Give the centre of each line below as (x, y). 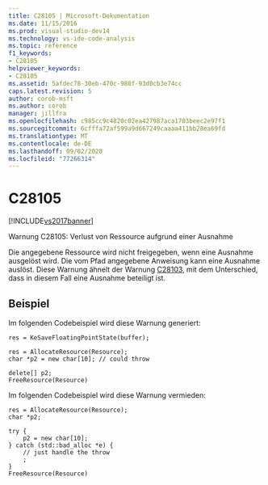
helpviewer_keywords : (45, 69)
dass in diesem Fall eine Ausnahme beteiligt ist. (87, 278)
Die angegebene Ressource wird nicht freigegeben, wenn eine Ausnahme (131, 252)
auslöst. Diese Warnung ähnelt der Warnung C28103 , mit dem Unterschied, (133, 270)
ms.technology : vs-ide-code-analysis (72, 38)
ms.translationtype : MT (48, 136)
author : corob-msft (41, 99)
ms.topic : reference (43, 46)
